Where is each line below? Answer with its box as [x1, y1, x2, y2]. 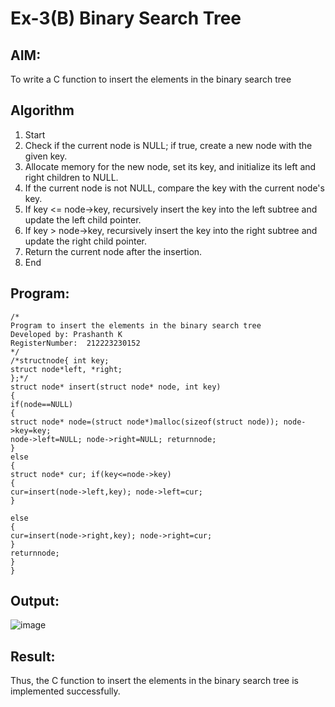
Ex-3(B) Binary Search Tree [10, 7, 242, 30]
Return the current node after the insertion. [24, 245, 203, 257]
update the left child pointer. [24, 213, 142, 226]
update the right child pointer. [24, 235, 147, 247]
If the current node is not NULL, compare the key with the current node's [24, 182, 325, 194]
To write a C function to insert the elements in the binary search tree [10, 73, 292, 85]
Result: [10, 648, 56, 665]
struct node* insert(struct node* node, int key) [10, 382, 222, 392]
